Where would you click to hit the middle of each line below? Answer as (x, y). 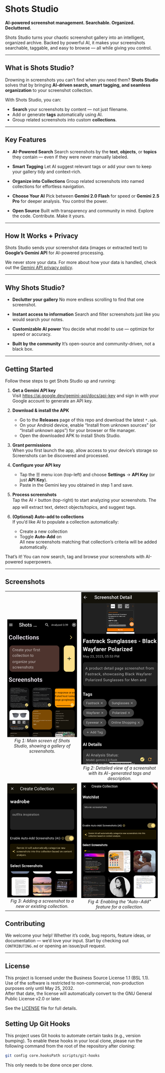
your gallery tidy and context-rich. (47, 172)
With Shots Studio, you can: (33, 100)
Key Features (26, 140)
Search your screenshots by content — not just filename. (70, 109)
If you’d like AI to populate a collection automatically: (65, 522)
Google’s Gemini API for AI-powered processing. (55, 253)
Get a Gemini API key (34, 390)
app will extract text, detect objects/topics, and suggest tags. (74, 507)
